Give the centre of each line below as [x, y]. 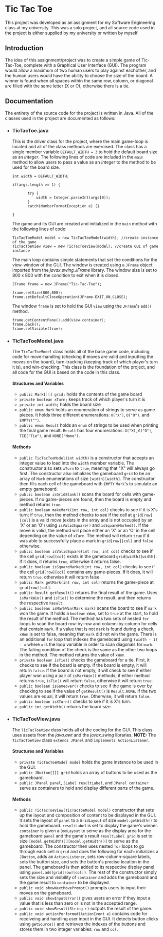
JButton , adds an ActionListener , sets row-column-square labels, [85, 857]
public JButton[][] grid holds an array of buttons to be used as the [88, 773]
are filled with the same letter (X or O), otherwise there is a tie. [67, 86]
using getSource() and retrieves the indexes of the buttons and [82, 924]
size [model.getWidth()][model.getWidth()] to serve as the [79, 841]
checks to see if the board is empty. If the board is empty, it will [83, 665]
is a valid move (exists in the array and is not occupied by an [92, 520]
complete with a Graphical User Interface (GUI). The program [85, 65]
